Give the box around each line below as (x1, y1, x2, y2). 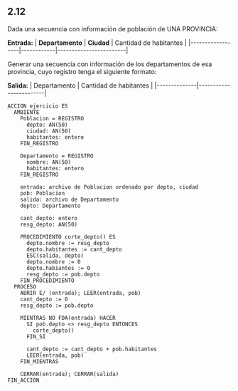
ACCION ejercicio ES (7, 103, 69, 110)
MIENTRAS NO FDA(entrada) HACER (20, 314, 116, 321)
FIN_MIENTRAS (20, 358, 59, 365)
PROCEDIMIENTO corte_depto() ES (20, 233, 116, 241)
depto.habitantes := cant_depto (26, 246, 122, 253)
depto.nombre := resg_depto (26, 239, 110, 246)
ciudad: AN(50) (26, 127, 72, 135)
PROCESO (13, 283, 37, 291)
